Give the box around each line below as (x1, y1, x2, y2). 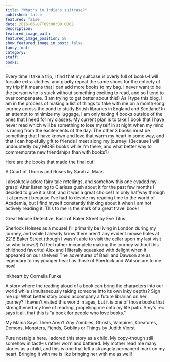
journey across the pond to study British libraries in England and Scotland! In (5, 106, 165, 112)
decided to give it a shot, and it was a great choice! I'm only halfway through (5, 189, 165, 196)
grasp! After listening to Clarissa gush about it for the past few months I (5, 184, 155, 190)
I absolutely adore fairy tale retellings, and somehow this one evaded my (5, 178, 157, 185)
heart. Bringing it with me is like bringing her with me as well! (5, 351, 132, 357)
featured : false (5, 17, 40, 22)
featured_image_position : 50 (5, 36, 67, 41)
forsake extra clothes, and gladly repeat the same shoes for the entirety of (5, 79, 161, 85)
